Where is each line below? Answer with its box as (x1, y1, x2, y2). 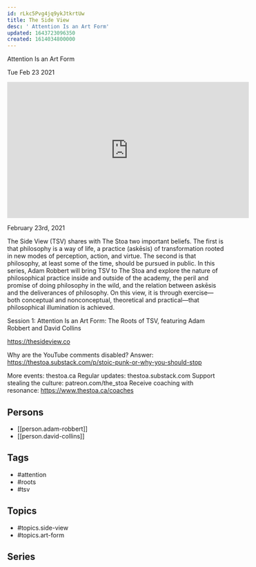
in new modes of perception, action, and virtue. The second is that (7, 252, 197, 260)
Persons (7, 406, 43, 418)
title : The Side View (7, 17, 70, 24)
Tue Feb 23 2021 (7, 68, 55, 77)
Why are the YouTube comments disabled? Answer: (7, 351, 154, 360)
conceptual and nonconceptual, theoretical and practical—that (21, 296, 200, 304)
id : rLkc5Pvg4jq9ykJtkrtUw (7, 10, 85, 17)
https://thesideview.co (7, 337, 70, 346)
